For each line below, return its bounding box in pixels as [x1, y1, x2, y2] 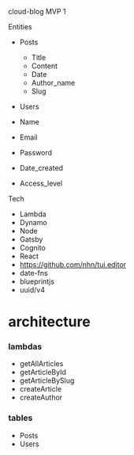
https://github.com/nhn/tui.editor [19, 260, 127, 269]
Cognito [19, 243, 46, 252]
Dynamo [19, 218, 47, 227]
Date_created [19, 163, 64, 173]
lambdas [8, 341, 43, 352]
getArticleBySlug [19, 376, 75, 385]
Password [19, 148, 53, 157]
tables [8, 412, 33, 423]
